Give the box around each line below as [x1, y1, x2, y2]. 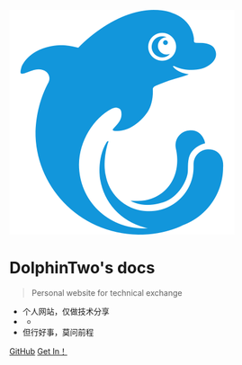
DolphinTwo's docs [9, 258, 156, 279]
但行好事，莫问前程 [22, 326, 94, 337]
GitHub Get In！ [9, 345, 67, 356]
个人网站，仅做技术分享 [22, 306, 110, 316]
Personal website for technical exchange [31, 287, 183, 298]
